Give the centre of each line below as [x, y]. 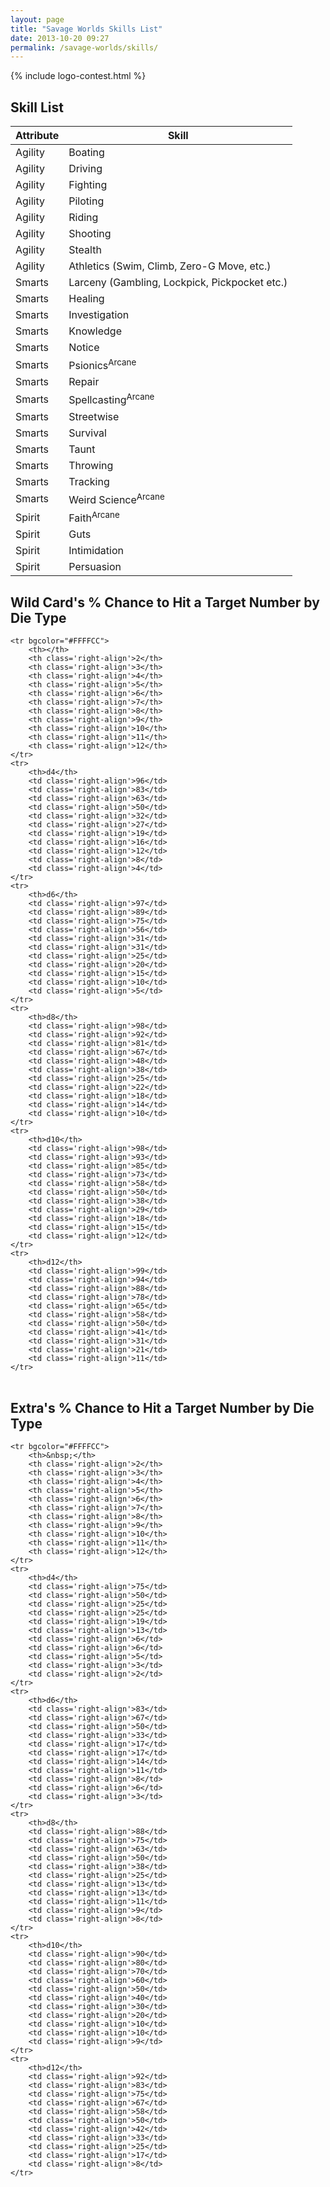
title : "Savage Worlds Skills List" [86, 29]
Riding [83, 218]
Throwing [91, 465]
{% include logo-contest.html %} [78, 76]
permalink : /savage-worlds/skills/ [84, 47]
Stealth [85, 250]
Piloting [86, 201]
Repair [84, 382]
